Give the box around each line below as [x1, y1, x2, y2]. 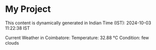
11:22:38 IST [5, 25, 30, 31]
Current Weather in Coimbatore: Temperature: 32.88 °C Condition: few [5, 35, 150, 41]
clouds [5, 40, 19, 46]
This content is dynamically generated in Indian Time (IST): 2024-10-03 [5, 20, 152, 26]
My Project [5, 3, 51, 15]
